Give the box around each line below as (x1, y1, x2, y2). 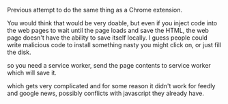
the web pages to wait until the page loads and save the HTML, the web (7, 27, 210, 34)
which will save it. (7, 68, 57, 77)
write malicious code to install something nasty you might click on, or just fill (7, 41, 222, 49)
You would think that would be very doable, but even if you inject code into (7, 19, 217, 27)
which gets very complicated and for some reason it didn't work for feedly (7, 82, 216, 90)
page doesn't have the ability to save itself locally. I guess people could (7, 34, 208, 42)
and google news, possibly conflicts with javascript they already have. (7, 89, 205, 97)
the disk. (7, 48, 32, 56)
